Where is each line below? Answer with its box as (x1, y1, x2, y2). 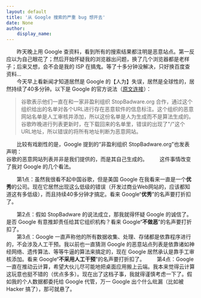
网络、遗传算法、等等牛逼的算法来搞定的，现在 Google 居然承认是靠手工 (11, 248, 190, 256)
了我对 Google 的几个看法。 (6, 163, 75, 170)
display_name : (17, 31, 52, 37)
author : (6, 25, 26, 32)
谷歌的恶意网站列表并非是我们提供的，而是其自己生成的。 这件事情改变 (6, 156, 191, 163)
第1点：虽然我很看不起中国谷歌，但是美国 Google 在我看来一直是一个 (16, 176, 187, 183)
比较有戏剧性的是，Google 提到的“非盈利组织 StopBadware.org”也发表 (16, 141, 190, 148)
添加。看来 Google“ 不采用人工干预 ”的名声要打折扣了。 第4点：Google (11, 256, 194, 263)
